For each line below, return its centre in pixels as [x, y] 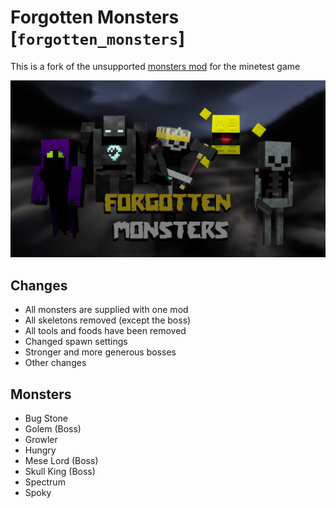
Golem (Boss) [53, 429]
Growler [41, 440]
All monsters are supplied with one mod [106, 310]
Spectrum [45, 482]
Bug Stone [46, 418]
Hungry [40, 450]
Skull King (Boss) [60, 472]
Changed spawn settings [76, 342]
